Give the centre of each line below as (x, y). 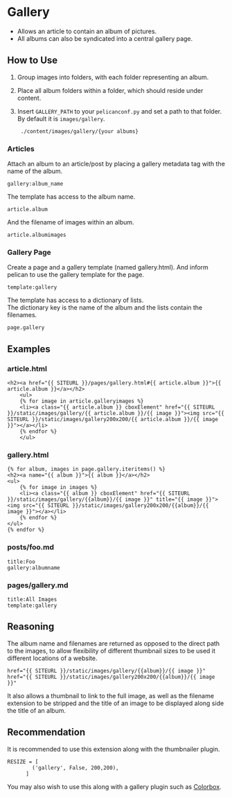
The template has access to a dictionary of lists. (75, 300)
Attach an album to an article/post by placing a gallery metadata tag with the (116, 164)
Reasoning (31, 627)
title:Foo (21, 562)
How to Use (33, 61)
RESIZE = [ (23, 762)
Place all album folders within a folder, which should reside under (110, 90)
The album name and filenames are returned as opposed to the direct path (114, 643)
